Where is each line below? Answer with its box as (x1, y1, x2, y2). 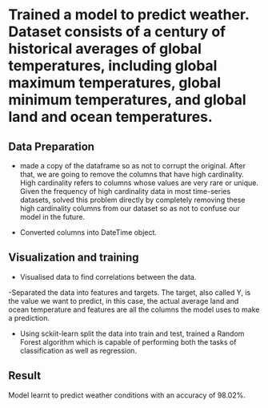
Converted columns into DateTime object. (19, 228, 158, 237)
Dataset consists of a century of (8, 22, 226, 41)
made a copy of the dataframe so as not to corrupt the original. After (19, 161, 246, 170)
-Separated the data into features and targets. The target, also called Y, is (8, 287, 251, 297)
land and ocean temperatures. (8, 108, 214, 126)
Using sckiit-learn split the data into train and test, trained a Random (19, 329, 245, 338)
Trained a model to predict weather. (8, 6, 250, 24)
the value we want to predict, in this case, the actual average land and (8, 296, 239, 305)
